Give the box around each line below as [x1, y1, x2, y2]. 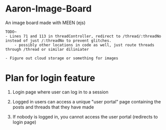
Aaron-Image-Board [5, 3, 92, 15]
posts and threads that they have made [12, 104, 94, 110]
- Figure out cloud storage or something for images [5, 56, 119, 61]
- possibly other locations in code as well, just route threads [14, 42, 155, 48]
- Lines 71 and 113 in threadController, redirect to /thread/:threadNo [5, 34, 161, 39]
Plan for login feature [5, 72, 95, 84]
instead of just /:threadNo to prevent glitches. [5, 38, 112, 43]
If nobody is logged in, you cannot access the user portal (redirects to [12, 113, 158, 119]
